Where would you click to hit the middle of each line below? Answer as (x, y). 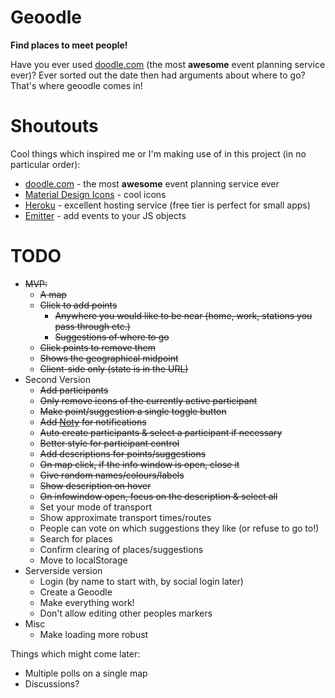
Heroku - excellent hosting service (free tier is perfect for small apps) (167, 205)
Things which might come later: (75, 653)
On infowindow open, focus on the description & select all (158, 496)
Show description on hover (95, 485)
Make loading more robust (94, 634)
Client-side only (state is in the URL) (114, 368)
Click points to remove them (97, 347)
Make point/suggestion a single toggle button (133, 411)
